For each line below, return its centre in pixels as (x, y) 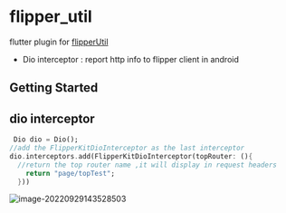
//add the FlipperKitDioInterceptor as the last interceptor (127, 148)
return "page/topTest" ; (71, 173)
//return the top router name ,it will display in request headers (148, 165)
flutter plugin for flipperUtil (59, 42)
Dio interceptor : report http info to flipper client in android (131, 59)
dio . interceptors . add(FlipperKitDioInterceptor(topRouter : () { (131, 156)
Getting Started (54, 88)
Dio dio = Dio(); (46, 140)
